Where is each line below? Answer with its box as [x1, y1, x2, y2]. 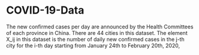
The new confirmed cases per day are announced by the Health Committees [6, 23, 194, 30]
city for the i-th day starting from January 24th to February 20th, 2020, [6, 42, 180, 49]
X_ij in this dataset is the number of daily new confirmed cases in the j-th [6, 35, 185, 43]
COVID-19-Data [6, 4, 84, 17]
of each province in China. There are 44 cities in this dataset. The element [6, 29, 188, 36]
